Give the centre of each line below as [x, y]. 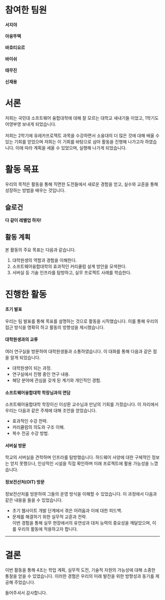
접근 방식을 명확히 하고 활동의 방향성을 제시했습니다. [55, 327]
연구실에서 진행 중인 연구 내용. [41, 374]
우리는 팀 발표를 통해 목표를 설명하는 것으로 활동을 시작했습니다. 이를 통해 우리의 [82, 321]
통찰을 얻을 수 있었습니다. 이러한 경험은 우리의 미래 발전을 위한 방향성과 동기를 [80, 576]
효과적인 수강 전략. [30, 421]
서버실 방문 [15, 445]
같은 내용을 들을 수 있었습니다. [34, 500]
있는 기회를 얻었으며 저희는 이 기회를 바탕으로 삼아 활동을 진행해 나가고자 [74, 141]
